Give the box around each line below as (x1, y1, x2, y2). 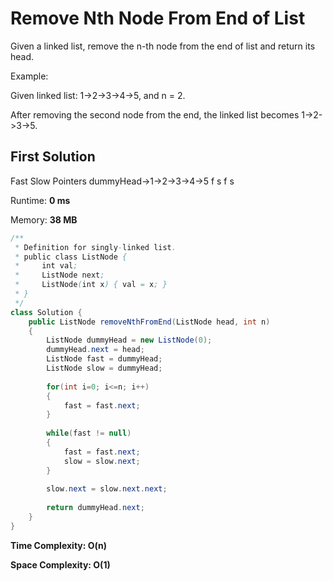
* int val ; (14, 261, 78, 271)
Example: (10, 70, 49, 82)
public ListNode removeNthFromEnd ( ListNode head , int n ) (28, 317, 271, 327)
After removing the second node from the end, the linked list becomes (10, 108, 300, 121)
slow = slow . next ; (63, 456, 141, 466)
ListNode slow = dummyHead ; (46, 363, 163, 373)
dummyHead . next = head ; (46, 345, 145, 355)
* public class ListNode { (14, 252, 128, 262)
